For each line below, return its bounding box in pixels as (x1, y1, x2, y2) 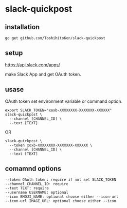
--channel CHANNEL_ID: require (5, 182, 69, 187)
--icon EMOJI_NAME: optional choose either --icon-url (5, 194, 119, 199)
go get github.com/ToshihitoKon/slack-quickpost (5, 36, 106, 40)
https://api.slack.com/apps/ (5, 62, 60, 68)
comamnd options (5, 165, 62, 173)
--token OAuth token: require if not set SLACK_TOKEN (5, 177, 117, 182)
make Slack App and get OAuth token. (5, 71, 81, 77)
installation (5, 23, 40, 31)
